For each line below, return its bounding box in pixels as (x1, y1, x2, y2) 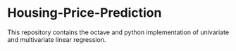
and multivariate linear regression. (7, 35, 106, 43)
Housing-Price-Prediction (7, 5, 162, 21)
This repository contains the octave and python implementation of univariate (7, 28, 230, 36)
